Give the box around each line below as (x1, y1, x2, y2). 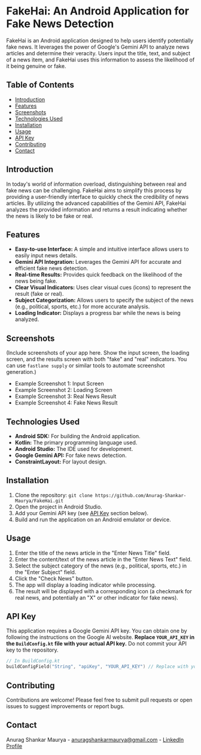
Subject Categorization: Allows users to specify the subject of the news (14, 296, 194, 304)
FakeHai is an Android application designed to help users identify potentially (6, 37, 194, 44)
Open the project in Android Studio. (14, 503, 103, 510)
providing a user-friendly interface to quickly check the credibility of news (6, 193, 189, 200)
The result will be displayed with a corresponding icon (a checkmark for (14, 587, 193, 595)
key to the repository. (6, 646, 59, 653)
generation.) (6, 368, 37, 376)
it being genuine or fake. (6, 62, 66, 70)
